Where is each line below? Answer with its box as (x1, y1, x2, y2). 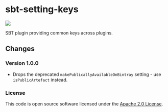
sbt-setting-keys (5, 4, 79, 15)
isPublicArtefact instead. (12, 77, 68, 83)
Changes (5, 45, 35, 53)
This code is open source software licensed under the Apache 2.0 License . (5, 100, 163, 107)
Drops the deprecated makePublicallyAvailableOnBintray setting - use (12, 71, 161, 77)
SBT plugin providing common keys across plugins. (5, 29, 113, 36)
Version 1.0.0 (5, 60, 39, 67)
